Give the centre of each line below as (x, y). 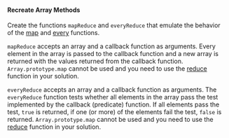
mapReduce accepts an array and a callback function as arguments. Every (111, 46)
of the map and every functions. (54, 33)
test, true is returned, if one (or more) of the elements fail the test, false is (114, 112)
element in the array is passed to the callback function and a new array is (113, 54)
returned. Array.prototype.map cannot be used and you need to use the (110, 120)
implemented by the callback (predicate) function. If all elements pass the (113, 104)
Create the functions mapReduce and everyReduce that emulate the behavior (114, 25)
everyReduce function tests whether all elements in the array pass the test (113, 97)
